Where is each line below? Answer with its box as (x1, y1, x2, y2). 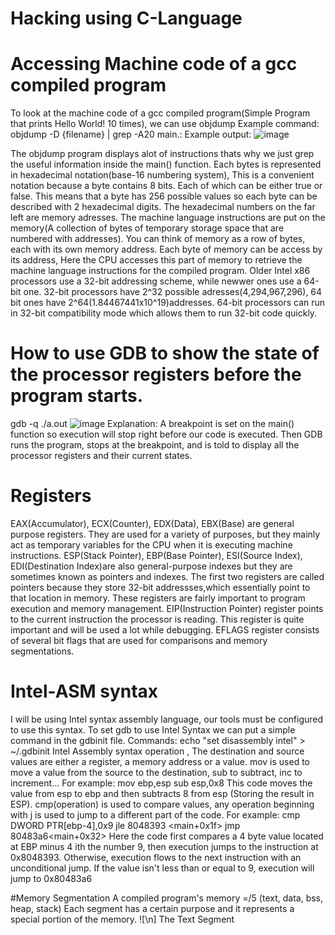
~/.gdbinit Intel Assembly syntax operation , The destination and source (10, 745, 305, 757)
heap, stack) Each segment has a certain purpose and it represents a (10, 902, 295, 914)
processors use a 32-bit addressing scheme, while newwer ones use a (10, 275, 302, 287)
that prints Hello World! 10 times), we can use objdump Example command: (10, 118, 320, 130)
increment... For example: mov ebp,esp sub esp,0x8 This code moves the (10, 777, 313, 789)
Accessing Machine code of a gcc (10, 53, 298, 76)
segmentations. (10, 645, 75, 657)
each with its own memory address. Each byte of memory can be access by (10, 243, 323, 256)
